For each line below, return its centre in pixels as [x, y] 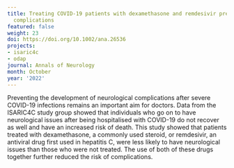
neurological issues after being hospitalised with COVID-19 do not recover [113, 120]
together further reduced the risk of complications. [80, 157]
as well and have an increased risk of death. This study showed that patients [117, 127]
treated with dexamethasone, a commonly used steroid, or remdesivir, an [112, 135]
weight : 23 [23, 33]
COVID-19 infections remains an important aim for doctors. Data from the [112, 106]
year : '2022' [26, 78]
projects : [22, 46]
